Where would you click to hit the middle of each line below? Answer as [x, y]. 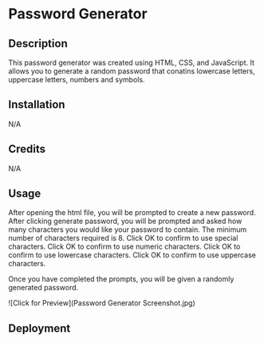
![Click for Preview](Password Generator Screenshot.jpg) [102, 303]
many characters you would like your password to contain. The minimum [128, 229]
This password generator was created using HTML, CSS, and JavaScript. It [132, 62]
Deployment [39, 328]
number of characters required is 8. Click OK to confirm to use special [123, 238]
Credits [27, 149]
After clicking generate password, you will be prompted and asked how [125, 221]
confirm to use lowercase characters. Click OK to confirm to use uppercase [132, 255]
